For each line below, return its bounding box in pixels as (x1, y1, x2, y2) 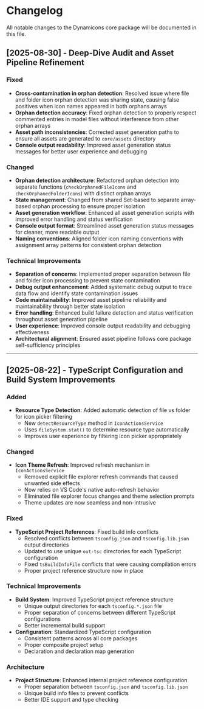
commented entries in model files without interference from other (15, 115, 179, 122)
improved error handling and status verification (15, 215, 133, 223)
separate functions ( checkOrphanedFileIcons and (15, 183, 137, 190)
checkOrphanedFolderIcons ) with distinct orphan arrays (15, 189, 151, 197)
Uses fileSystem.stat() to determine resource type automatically (24, 425, 189, 433)
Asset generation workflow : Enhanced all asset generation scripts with (15, 209, 194, 216)
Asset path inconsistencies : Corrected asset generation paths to (15, 128, 179, 136)
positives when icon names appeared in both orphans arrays (15, 102, 167, 110)
